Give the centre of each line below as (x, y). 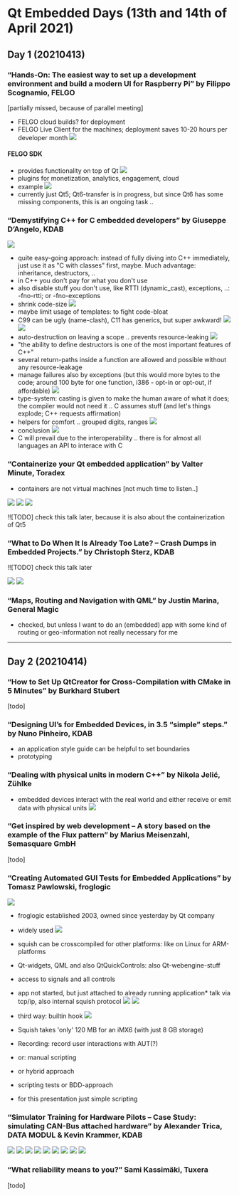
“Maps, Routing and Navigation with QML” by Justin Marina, (113, 600)
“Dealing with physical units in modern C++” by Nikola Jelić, (114, 775)
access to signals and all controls (67, 979)
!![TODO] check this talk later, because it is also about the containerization (116, 517)
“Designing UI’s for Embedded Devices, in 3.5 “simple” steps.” (117, 724)
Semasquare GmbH (42, 844)
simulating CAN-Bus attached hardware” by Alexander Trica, (115, 1126)
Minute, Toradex (36, 473)
